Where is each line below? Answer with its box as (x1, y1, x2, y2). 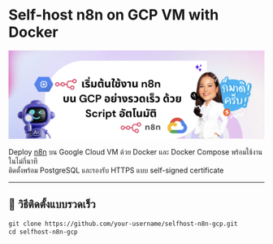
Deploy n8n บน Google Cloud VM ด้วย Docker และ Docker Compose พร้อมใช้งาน (8, 147, 262, 157)
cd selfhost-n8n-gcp (8, 228, 79, 236)
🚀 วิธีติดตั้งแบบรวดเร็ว (8, 197, 96, 211)
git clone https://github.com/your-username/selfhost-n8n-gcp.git (8, 220, 238, 228)
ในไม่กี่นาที (8, 156, 38, 166)
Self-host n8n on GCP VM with (8, 6, 219, 24)
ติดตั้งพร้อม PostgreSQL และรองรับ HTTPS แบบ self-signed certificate (8, 165, 224, 176)
